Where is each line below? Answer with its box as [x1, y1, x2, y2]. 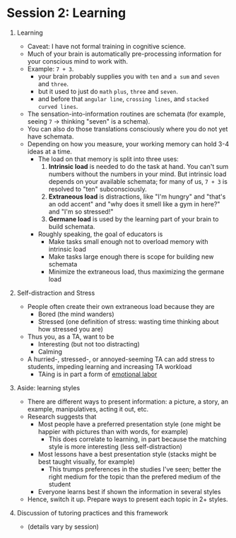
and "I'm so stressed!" [48, 207, 114, 216]
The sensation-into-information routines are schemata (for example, [27, 110, 226, 118]
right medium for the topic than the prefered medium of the [48, 472, 221, 481]
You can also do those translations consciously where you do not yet [27, 124, 228, 133]
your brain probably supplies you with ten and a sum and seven [37, 72, 220, 81]
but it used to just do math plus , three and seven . [37, 87, 178, 95]
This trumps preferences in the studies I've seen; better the [48, 464, 222, 473]
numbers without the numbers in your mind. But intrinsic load [48, 170, 227, 178]
